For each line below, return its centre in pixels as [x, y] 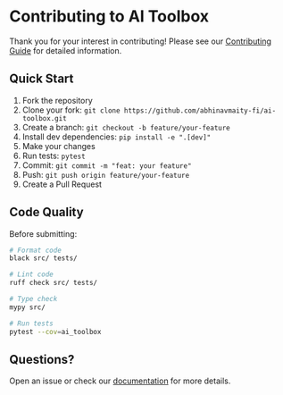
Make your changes [58, 146]
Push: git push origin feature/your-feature [106, 174]
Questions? [42, 359]
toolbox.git [44, 118]
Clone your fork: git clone [71, 110]
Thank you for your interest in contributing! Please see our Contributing [141, 41]
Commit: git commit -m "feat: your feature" [107, 165]
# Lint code [31, 274]
